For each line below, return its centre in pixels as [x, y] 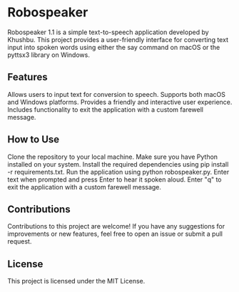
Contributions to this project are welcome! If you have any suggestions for [116, 226]
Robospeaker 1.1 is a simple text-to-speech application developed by [108, 32]
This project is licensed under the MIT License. [76, 281]
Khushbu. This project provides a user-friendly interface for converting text [118, 39]
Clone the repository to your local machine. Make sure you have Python [113, 157]
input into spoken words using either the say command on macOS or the [114, 47]
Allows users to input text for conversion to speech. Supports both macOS [117, 94]
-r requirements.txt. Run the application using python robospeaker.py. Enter [118, 172]
